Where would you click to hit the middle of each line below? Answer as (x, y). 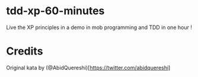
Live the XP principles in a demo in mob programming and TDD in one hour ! (99, 27)
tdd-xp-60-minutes (55, 11)
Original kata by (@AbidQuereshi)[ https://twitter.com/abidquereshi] (88, 68)
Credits (25, 51)
